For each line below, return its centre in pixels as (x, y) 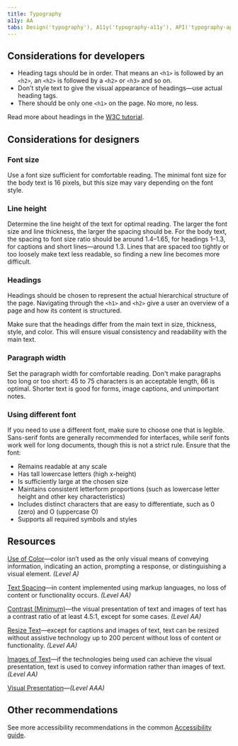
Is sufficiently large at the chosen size (73, 482)
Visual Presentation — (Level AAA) (56, 688)
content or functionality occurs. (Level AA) (69, 595)
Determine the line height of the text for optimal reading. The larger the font (118, 224)
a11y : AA (20, 21)
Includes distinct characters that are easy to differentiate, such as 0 (116, 504)
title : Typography (34, 14)
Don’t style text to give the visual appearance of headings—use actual (120, 88)
